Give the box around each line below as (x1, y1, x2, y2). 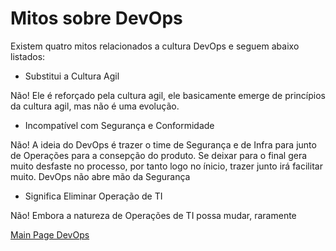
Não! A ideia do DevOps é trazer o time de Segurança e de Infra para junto (10, 138, 317, 151)
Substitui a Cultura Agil (24, 70, 120, 82)
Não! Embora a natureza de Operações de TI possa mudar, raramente (10, 209, 297, 221)
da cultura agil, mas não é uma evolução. (10, 100, 180, 112)
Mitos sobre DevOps (10, 7, 183, 30)
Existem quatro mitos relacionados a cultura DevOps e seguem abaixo (10, 40, 300, 52)
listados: (10, 50, 46, 62)
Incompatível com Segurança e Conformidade (24, 119, 215, 131)
